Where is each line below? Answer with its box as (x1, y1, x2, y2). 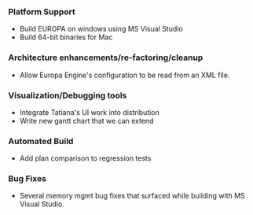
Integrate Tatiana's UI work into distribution (19, 107, 159, 117)
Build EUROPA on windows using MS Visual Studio (19, 24, 183, 34)
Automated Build (8, 135, 74, 146)
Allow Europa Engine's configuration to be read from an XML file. (19, 70, 230, 80)
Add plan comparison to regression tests (19, 154, 152, 163)
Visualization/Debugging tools (8, 90, 127, 101)
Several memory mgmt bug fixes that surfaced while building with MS (19, 191, 245, 201)
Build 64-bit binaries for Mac (19, 32, 113, 42)
